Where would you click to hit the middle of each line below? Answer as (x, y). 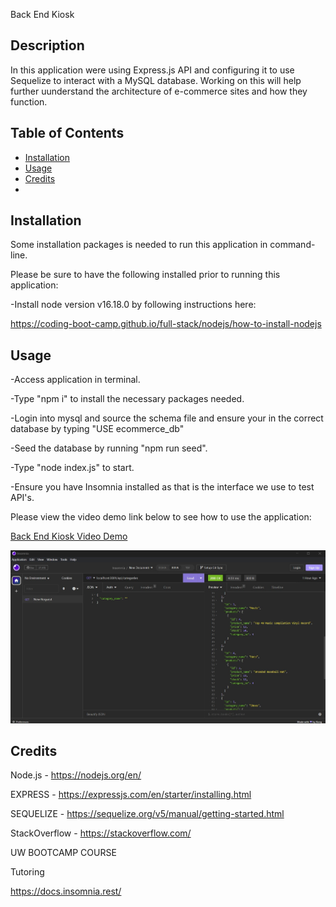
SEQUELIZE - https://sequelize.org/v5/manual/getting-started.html (147, 814)
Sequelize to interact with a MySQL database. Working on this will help (156, 80)
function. (29, 101)
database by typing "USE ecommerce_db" (97, 429)
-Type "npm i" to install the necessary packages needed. (127, 399)
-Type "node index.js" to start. (72, 468)
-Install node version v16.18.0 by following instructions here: (133, 305)
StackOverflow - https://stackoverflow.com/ (101, 833)
